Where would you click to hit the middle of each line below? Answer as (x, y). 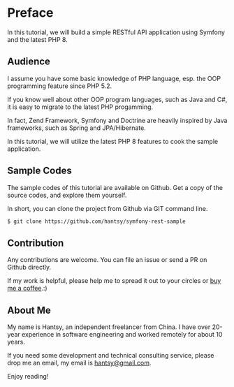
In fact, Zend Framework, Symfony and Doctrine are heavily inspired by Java (117, 120)
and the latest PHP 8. (37, 39)
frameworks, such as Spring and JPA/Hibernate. (77, 128)
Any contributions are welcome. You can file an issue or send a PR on (107, 260)
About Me (29, 310)
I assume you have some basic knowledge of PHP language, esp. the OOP (114, 78)
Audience (29, 62)
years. (16, 342)
